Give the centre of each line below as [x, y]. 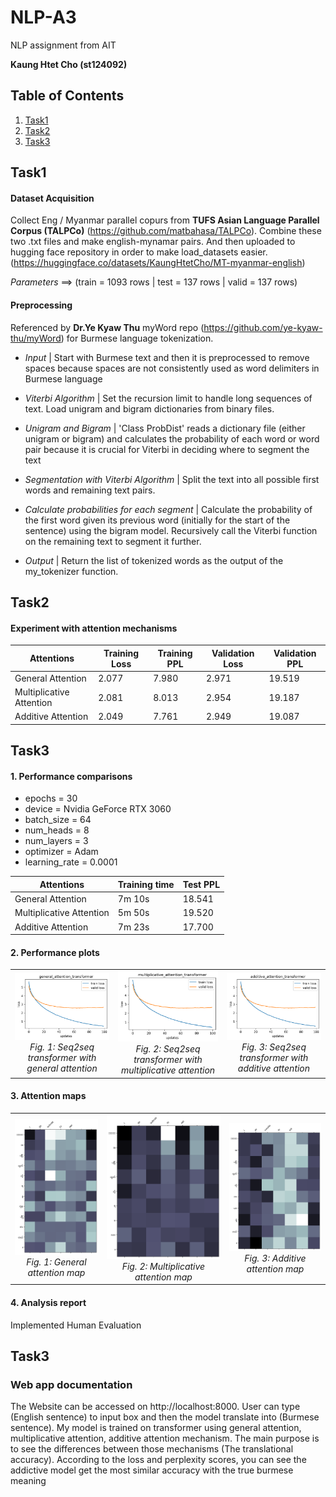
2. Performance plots [55, 952]
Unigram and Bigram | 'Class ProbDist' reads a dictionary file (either [165, 428]
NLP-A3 [43, 17]
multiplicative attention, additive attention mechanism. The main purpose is [165, 1438]
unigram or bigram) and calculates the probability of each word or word [172, 438]
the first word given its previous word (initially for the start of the [157, 520]
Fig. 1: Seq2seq [62, 1047]
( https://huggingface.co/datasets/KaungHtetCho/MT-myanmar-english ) [158, 263]
